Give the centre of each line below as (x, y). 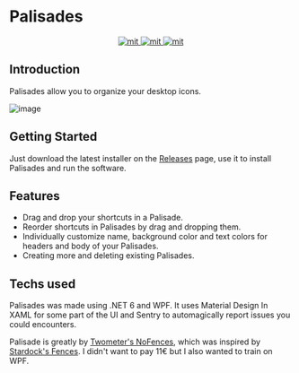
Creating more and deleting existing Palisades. (108, 256)
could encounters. (43, 325)
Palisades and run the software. (68, 168)
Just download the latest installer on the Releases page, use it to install (141, 158)
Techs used (43, 284)
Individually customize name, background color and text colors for (145, 237)
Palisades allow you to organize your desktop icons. (106, 91)
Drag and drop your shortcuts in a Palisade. (103, 218)
